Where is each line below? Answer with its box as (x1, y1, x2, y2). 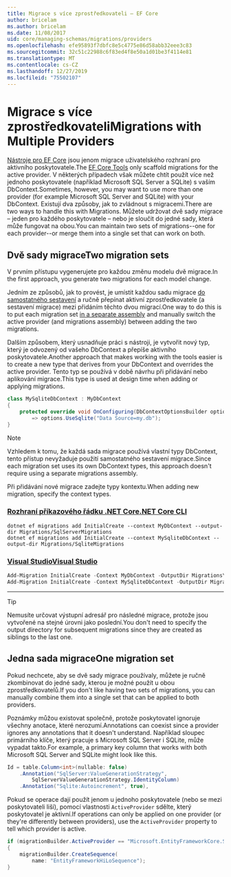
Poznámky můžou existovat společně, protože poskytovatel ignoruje (7, 714, 201, 722)
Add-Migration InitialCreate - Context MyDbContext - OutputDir (7, 572, 189, 579)
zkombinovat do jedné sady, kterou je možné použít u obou (7, 678, 175, 687)
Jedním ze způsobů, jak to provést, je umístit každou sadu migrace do (7, 288, 206, 296)
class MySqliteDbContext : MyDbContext (7, 396, 122, 403)
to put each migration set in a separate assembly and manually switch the (7, 310, 216, 319)
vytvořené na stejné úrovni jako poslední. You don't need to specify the (7, 618, 208, 626)
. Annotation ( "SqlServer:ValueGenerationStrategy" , (19, 770, 168, 777)
